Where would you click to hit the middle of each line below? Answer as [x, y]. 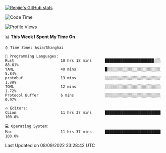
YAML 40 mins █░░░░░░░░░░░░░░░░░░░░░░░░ [83, 69]
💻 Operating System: [27, 126]
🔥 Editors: [17, 108]
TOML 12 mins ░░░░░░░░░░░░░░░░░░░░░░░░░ [83, 87]
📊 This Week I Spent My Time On [40, 37]
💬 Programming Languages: [32, 56]
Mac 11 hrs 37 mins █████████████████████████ [83, 132]
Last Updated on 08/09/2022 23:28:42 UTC [50, 145]
